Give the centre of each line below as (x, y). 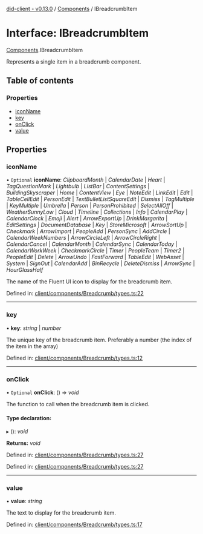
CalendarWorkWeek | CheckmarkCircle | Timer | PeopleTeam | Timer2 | (95, 251)
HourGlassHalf (25, 270)
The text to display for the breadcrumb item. (61, 513)
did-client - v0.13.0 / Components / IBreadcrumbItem (72, 9)
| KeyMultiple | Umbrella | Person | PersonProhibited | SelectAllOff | (90, 206)
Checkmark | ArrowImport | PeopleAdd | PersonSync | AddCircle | (88, 231)
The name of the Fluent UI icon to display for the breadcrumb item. (89, 282)
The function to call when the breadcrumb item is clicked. (78, 404)
